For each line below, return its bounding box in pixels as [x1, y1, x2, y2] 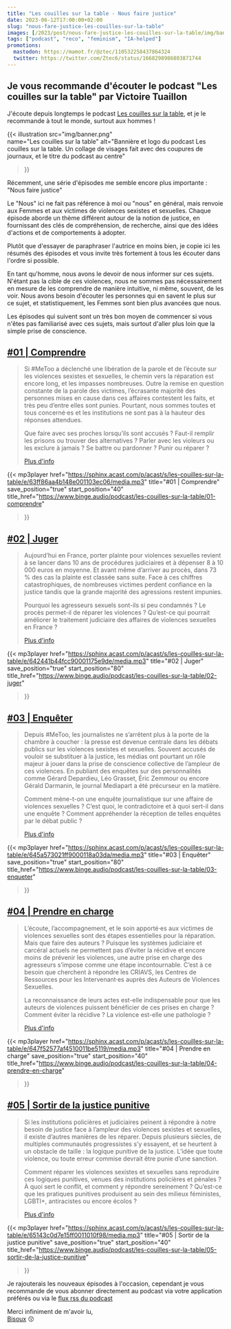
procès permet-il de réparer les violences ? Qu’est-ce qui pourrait [23, 608, 210, 617]
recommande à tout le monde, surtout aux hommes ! [7, 116, 156, 124]
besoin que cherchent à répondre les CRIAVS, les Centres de [23, 967, 197, 976]
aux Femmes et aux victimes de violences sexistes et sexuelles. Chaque [7, 206, 211, 215]
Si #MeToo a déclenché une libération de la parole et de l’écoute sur [23, 365, 217, 373]
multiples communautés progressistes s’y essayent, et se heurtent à [23, 1139, 218, 1148]
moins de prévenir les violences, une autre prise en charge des [23, 953, 203, 961]
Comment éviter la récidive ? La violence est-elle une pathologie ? [23, 1010, 211, 1018]
